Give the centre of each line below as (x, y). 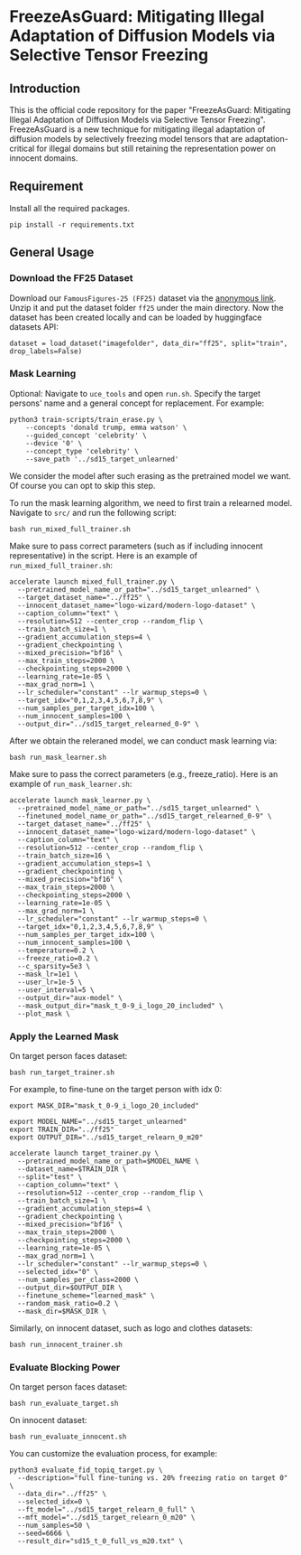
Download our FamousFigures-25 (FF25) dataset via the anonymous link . (143, 298)
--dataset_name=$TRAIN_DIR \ (72, 1169)
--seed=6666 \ (44, 1533)
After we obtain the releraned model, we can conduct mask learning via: (143, 740)
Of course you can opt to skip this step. (82, 485)
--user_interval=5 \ (56, 990)
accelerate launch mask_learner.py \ (80, 800)
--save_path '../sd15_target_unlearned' (102, 459)
